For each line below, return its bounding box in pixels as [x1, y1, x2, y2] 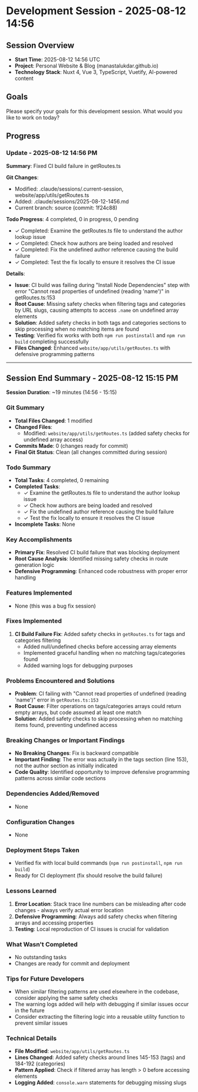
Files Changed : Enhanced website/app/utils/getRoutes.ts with [14, 344, 171, 351]
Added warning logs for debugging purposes [23, 661, 133, 669]
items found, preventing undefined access [14, 722, 118, 729]
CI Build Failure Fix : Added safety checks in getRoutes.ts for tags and [14, 630, 186, 637]
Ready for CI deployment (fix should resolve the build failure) [14, 872, 163, 879]
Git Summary [6, 403, 45, 412]
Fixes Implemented [6, 617, 62, 625]
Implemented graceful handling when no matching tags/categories [23, 649, 186, 656]
